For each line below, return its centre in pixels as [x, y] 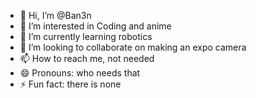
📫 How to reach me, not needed [87, 58]
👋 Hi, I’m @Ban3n [55, 15]
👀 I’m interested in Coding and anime [95, 26]
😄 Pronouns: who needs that [80, 73]
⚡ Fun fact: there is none [70, 84]
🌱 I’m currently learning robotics [86, 36]
